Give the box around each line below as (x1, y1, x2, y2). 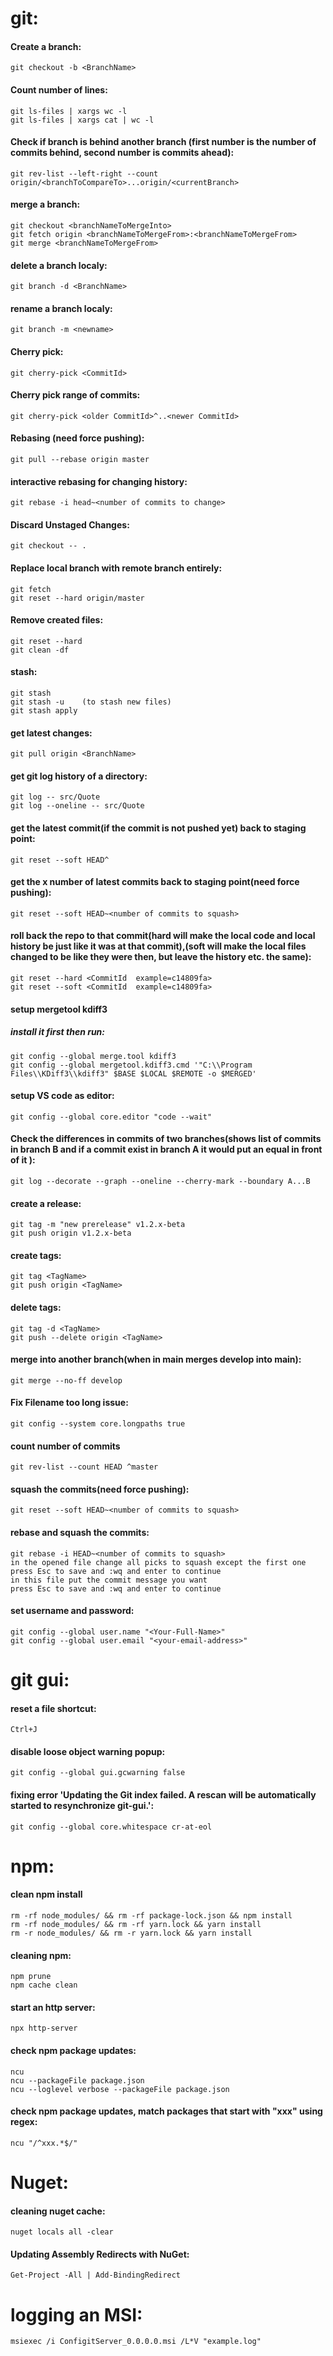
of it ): (10, 1154, 36, 1166)
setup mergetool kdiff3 (10, 1003, 108, 1015)
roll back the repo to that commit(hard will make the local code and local (10, 930, 316, 942)
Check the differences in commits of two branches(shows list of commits (10, 1133, 322, 1145)
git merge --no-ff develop (10, 1375, 123, 1386)
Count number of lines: (10, 83, 108, 96)
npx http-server (10, 2023, 78, 2034)
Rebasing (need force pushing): (10, 432, 145, 444)
